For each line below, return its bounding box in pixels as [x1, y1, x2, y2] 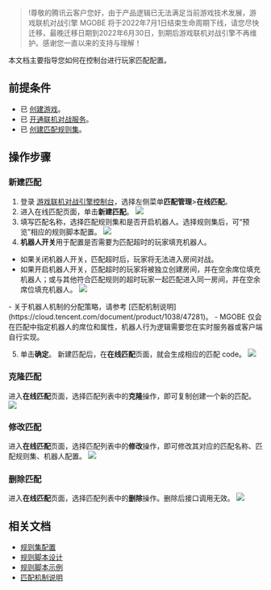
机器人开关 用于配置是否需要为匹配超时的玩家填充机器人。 [19, 237, 211, 247]
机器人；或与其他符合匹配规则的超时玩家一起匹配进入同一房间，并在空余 [19, 274, 261, 284]
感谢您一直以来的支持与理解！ [42, 38, 142, 48]
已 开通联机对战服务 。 [19, 114, 94, 124]
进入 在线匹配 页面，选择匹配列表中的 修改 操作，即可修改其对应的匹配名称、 [8, 441, 256, 451]
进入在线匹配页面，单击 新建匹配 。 [19, 206, 134, 217]
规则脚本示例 [19, 563, 63, 572]
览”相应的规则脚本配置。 [19, 226, 102, 237]
